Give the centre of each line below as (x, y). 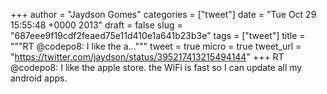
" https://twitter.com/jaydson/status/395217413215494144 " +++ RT (147, 57)
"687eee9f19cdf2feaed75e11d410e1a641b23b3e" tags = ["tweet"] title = (158, 35)
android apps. (39, 78)
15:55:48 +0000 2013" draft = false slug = (96, 25)
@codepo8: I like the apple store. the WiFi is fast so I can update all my (156, 67)
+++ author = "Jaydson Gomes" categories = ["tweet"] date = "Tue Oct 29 (163, 14)
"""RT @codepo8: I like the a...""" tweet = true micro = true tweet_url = (156, 46)
